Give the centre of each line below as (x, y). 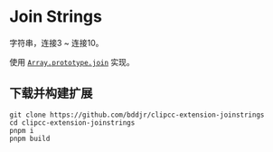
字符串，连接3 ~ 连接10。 (56, 43)
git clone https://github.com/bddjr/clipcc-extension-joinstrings (137, 115)
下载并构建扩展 (51, 94)
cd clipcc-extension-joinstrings (72, 123)
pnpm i (22, 130)
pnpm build (30, 138)
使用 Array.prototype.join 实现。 (72, 62)
